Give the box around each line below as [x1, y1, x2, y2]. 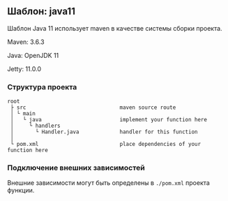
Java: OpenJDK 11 [7, 51, 59, 59]
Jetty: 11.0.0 [7, 64, 42, 73]
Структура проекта [7, 82, 77, 91]
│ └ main [10, 110, 36, 117]
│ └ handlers [10, 122, 61, 130]
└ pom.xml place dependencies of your [10, 141, 201, 148]
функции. [7, 186, 35, 195]
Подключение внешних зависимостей [7, 163, 145, 173]
